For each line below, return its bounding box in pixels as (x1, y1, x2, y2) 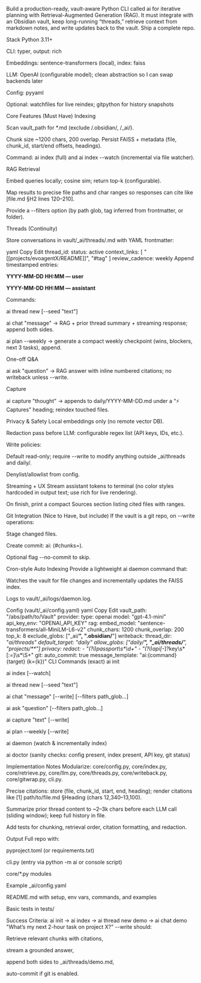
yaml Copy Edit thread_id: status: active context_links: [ (6, 248, 143, 255)
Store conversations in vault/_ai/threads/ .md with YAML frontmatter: (6, 237, 174, 243)
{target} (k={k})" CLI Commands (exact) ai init (6, 658, 120, 665)
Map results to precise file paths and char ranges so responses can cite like (6, 189, 193, 196)
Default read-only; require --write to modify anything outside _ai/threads (6, 453, 185, 460)
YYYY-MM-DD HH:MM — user (6, 273, 84, 279)
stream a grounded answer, (6, 947, 74, 953)
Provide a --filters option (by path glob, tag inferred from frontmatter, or (6, 207, 184, 214)
